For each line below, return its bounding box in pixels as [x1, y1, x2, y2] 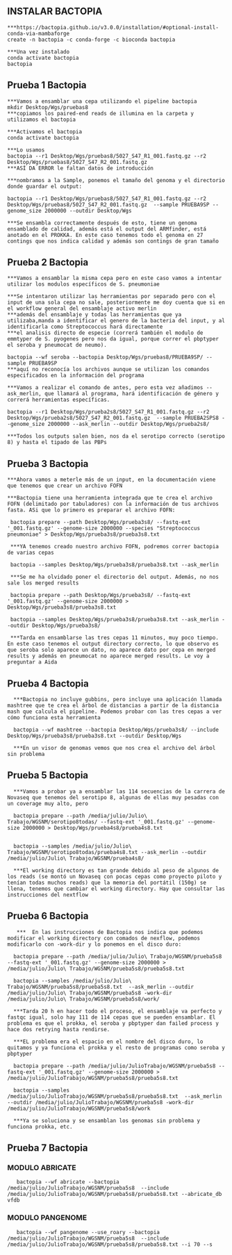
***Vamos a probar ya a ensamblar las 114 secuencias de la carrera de [13, 788, 226, 795]
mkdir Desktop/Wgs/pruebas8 [7, 104, 89, 110]
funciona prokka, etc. [7, 1123, 73, 1130]
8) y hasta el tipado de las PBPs [7, 439, 108, 446]
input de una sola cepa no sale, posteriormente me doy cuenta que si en [7, 299, 226, 306]
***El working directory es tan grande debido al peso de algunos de [13, 867, 219, 874]
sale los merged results [7, 580, 79, 587]
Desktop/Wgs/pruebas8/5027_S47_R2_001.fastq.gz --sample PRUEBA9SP [7, 201, 210, 208]
